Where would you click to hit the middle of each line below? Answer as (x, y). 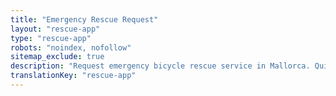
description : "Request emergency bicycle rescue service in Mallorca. (160, 66)
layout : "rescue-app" (55, 29)
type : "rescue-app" (51, 38)
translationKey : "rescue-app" (73, 76)
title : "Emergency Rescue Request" (84, 19)
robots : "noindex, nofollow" (71, 47)
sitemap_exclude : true (57, 57)
